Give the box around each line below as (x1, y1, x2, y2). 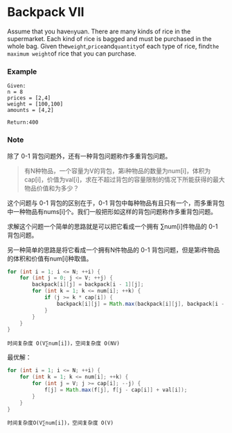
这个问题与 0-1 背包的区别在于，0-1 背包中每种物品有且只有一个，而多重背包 (7, 199, 225, 207)
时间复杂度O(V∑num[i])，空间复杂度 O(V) (7, 420, 114, 427)
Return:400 (7, 119, 39, 126)
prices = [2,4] (7, 95, 51, 101)
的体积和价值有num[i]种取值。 (7, 254, 93, 263)
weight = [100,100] (7, 101, 64, 108)
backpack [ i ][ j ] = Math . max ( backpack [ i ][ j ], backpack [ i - (56, 300, 225, 307)
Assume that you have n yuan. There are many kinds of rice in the (7, 27, 191, 35)
